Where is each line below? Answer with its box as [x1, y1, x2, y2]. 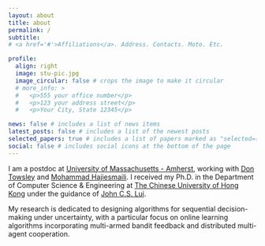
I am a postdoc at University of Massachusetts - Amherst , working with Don [8, 163, 255, 173]
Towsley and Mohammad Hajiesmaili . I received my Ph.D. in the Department [8, 172, 254, 182]
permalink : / [8, 26, 51, 34]
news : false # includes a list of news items [8, 120, 160, 128]
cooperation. [28, 229, 70, 238]
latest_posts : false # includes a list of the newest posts [8, 127, 211, 136]
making [8, 212, 33, 222]
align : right [15, 62, 58, 71]
